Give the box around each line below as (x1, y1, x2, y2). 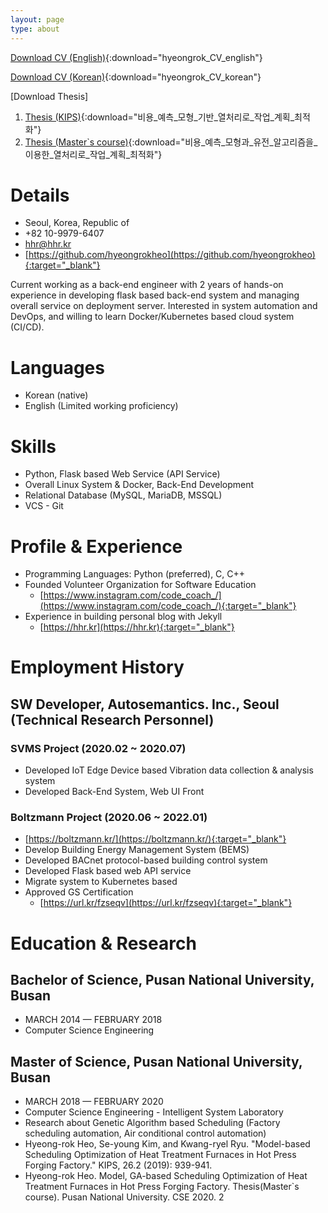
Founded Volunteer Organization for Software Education (24, 579, 257, 591)
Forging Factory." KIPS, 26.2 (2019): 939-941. (24, 1159, 213, 1171)
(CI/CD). (10, 321, 45, 333)
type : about (10, 24, 60, 34)
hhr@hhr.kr (24, 238, 72, 250)
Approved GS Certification (24, 886, 134, 898)
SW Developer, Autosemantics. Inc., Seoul (10, 696, 280, 713)
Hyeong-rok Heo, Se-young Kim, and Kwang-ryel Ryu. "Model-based (24, 1138, 311, 1150)
